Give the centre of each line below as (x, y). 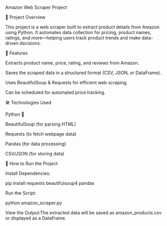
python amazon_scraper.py (34, 203)
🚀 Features (16, 53)
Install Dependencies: (28, 173)
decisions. (30, 43)
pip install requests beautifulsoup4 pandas (50, 183)
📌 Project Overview (25, 17)
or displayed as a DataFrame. (36, 218)
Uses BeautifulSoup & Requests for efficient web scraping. (66, 83)
